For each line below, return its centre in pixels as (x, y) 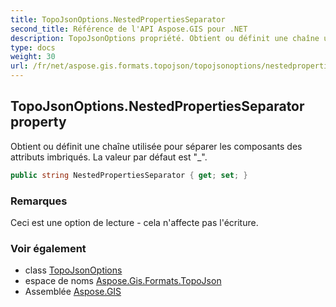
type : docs (33, 47)
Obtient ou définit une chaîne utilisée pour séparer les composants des (156, 146)
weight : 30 (33, 57)
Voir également (48, 248)
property (38, 122)
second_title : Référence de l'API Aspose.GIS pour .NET (129, 29)
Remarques (39, 201)
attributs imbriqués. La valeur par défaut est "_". (109, 157)
